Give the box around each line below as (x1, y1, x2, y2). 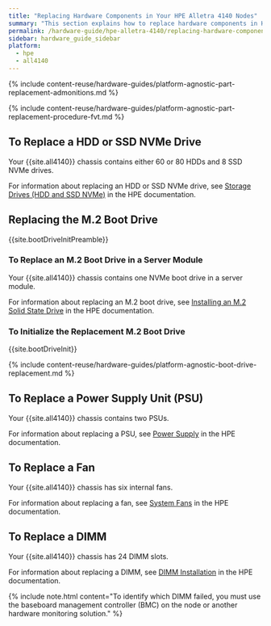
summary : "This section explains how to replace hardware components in (8, 19, 258, 27)
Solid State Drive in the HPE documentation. (8, 305, 155, 315)
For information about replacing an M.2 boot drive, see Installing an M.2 (8, 296, 247, 307)
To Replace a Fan (8, 461, 95, 475)
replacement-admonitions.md (8, 87, 107, 97)
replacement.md (8, 368, 63, 378)
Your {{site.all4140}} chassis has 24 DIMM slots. (8, 551, 169, 561)
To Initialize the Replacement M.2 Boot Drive (8, 326, 186, 337)
